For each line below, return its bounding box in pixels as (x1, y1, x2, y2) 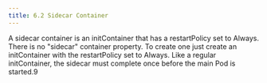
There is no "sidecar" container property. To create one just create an (8, 41, 238, 51)
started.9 (8, 66, 38, 76)
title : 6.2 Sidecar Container (8, 11, 109, 20)
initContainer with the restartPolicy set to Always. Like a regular (8, 50, 217, 59)
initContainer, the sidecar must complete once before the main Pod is (8, 58, 236, 68)
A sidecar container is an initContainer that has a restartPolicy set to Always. (8, 33, 259, 43)
